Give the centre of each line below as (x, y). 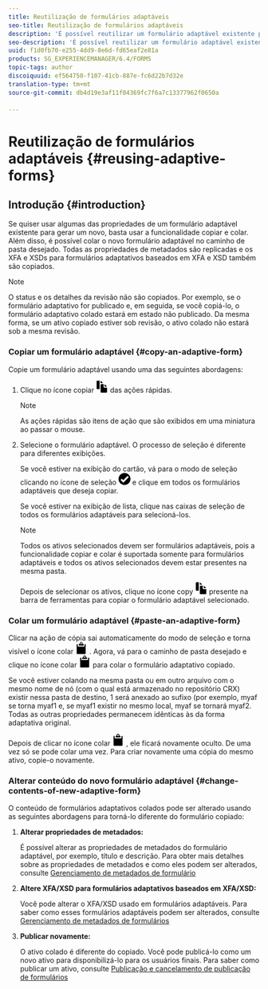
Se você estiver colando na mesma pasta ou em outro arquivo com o (121, 680)
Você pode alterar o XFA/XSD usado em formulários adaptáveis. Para (133, 904)
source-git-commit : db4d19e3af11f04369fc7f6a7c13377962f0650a (114, 93)
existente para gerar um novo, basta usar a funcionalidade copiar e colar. (128, 232)
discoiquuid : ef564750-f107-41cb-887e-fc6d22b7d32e (96, 76)
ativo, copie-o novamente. (51, 760)
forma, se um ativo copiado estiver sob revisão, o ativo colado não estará (129, 322)
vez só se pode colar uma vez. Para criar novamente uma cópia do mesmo (131, 751)
